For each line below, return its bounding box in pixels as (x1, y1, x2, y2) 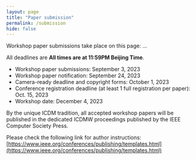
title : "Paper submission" (6, 14, 74, 21)
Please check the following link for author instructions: (6, 134, 142, 141)
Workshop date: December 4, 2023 (14, 98, 103, 105)
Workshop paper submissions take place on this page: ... (6, 42, 148, 50)
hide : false (6, 25, 36, 32)
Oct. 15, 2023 (14, 91, 49, 98)
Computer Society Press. (6, 122, 69, 130)
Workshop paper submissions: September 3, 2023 (14, 66, 141, 73)
